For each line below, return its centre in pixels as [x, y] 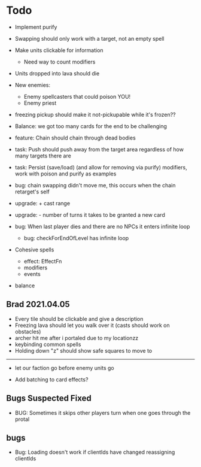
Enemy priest [40, 103]
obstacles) [28, 331]
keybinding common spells [48, 344]
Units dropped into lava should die [57, 73]
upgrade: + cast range [42, 203]
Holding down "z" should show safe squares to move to [83, 350]
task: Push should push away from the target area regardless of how [99, 149]
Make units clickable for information [59, 50]
